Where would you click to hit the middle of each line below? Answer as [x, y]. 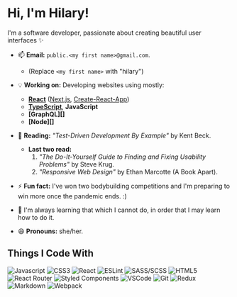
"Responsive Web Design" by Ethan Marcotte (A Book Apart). [128, 172]
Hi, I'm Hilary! [48, 13]
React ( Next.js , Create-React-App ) [79, 99]
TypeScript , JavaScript [63, 106]
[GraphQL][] [46, 114]
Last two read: [50, 149]
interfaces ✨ [26, 40]
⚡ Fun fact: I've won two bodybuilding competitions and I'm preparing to [124, 186]
